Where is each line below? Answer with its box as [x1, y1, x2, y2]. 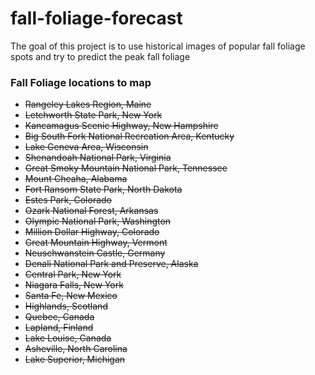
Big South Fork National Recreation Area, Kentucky [24, 130, 235, 142]
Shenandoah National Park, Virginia [24, 152, 172, 164]
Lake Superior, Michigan [24, 353, 126, 366]
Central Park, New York [24, 268, 122, 281]
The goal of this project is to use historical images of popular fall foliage [10, 40, 306, 52]
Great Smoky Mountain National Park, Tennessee [24, 162, 228, 174]
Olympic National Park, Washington [24, 215, 172, 227]
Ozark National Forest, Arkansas [24, 205, 159, 217]
